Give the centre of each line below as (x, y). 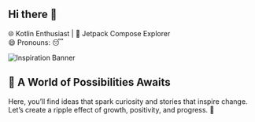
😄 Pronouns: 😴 (36, 42)
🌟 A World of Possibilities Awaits (89, 82)
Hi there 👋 (33, 15)
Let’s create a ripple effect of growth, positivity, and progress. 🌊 (111, 109)
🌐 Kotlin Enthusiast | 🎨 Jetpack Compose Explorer (89, 33)
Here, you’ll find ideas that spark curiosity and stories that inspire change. (128, 101)
